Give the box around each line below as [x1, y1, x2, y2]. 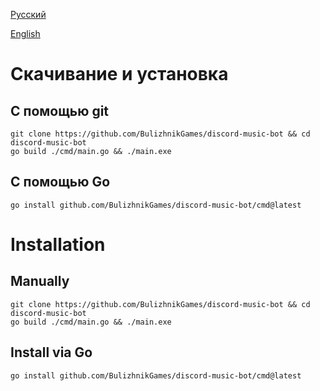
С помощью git [10, 102, 110, 119]
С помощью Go [10, 174, 111, 191]
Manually [10, 273, 70, 290]
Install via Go [10, 344, 93, 361]
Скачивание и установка [10, 63, 229, 86]
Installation [10, 234, 106, 256]
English [10, 28, 41, 39]
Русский [10, 9, 47, 20]
